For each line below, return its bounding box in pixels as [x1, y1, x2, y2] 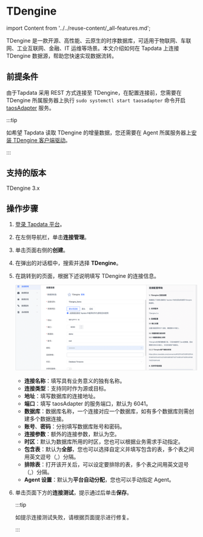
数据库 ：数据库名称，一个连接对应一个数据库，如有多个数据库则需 [24, 407, 189, 415]
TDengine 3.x [6, 184, 40, 192]
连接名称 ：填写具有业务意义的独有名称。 [24, 377, 125, 384]
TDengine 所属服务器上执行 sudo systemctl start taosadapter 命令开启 [6, 96, 186, 104]
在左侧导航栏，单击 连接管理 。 [15, 234, 90, 241]
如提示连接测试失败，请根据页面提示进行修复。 [15, 514, 132, 521]
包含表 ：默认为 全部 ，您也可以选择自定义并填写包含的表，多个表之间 [24, 446, 195, 453]
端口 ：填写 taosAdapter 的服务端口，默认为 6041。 [24, 400, 151, 407]
